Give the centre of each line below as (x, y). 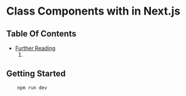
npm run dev (32, 87)
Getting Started (36, 74)
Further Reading (35, 48)
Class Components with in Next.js (93, 11)
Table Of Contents (42, 34)
